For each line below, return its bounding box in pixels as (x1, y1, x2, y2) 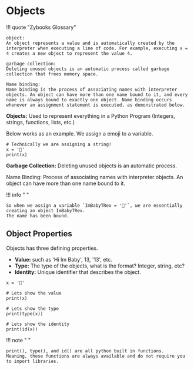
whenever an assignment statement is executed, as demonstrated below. (6, 102, 185, 108)
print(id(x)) (6, 326, 38, 332)
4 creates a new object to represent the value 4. (6, 50, 133, 57)
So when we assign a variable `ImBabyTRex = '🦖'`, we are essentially (6, 202, 183, 209)
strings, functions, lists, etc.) (6, 118, 75, 125)
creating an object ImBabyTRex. (6, 207, 85, 213)
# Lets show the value (6, 290, 62, 296)
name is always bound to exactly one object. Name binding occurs (6, 97, 172, 103)
